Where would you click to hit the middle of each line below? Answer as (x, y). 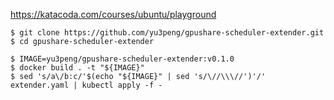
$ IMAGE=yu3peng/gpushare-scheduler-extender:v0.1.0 (122, 59)
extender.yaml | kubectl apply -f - (86, 85)
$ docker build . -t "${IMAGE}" (77, 68)
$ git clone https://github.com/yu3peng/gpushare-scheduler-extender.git (167, 33)
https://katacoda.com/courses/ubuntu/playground (113, 14)
